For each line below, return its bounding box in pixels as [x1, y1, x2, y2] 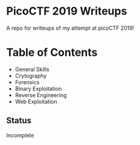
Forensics [14, 78, 40, 86]
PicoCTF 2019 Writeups [6, 4, 127, 18]
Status [6, 115, 32, 126]
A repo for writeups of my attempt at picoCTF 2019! [6, 24, 135, 32]
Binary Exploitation [14, 85, 62, 92]
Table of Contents [6, 46, 98, 59]
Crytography [14, 72, 47, 79]
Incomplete [6, 132, 34, 139]
